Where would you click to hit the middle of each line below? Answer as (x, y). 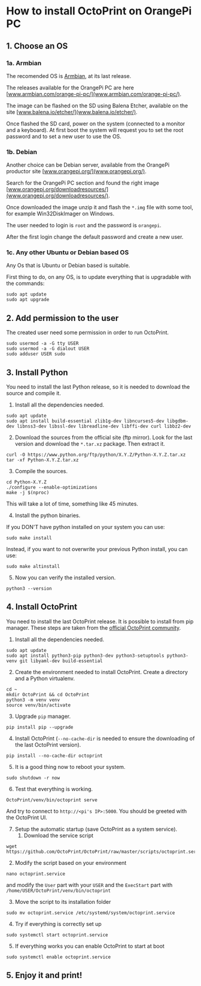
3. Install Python (37, 372)
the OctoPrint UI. (27, 817)
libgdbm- (177, 421)
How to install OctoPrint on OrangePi (99, 11)
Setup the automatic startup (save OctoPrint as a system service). (96, 829)
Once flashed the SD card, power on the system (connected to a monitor (96, 124)
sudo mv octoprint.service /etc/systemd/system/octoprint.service (91, 913)
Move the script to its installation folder (63, 901)
